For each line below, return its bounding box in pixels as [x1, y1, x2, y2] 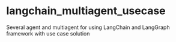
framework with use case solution [6, 30, 90, 37]
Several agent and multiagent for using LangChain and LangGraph [6, 24, 170, 31]
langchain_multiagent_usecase [6, 4, 166, 18]
